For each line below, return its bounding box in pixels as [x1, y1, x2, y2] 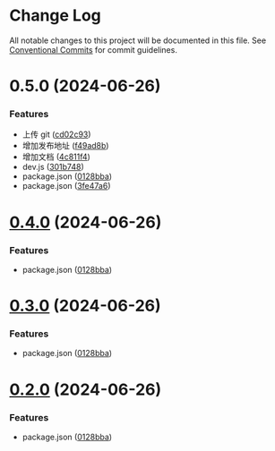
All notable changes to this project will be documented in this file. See [9, 35, 267, 46]
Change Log [9, 5, 101, 26]
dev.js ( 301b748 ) [21, 162, 85, 173]
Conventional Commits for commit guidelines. [9, 44, 177, 55]
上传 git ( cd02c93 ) [21, 129, 91, 140]
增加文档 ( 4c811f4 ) [21, 151, 91, 162]
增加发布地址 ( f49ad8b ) [21, 140, 109, 151]
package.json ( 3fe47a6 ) [21, 181, 111, 191]
